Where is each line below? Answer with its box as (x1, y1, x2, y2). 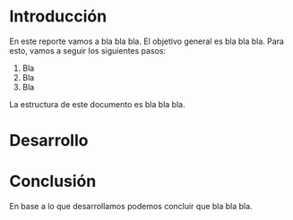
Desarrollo (9, 131, 89, 151)
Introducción (9, 6, 108, 27)
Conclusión (9, 172, 97, 191)
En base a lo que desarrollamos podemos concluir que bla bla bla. (9, 201, 253, 212)
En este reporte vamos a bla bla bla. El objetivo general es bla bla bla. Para (9, 36, 285, 47)
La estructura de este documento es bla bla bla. (9, 98, 185, 109)
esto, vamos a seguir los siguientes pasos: (9, 45, 167, 55)
